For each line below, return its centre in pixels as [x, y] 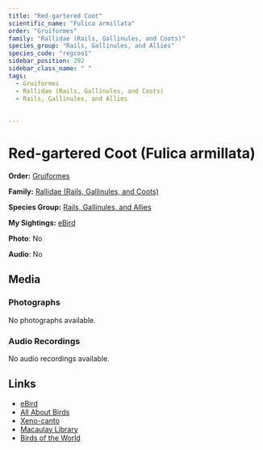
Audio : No [25, 254]
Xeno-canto [40, 420]
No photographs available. [52, 320]
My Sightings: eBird [42, 222]
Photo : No [25, 238]
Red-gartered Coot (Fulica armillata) [132, 154]
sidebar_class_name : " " [50, 69]
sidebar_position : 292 [46, 61]
